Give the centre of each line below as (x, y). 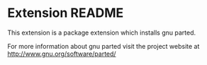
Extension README (66, 13)
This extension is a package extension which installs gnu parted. (102, 32)
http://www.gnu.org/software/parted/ (62, 54)
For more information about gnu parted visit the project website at (103, 46)
